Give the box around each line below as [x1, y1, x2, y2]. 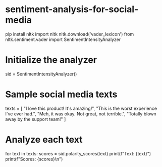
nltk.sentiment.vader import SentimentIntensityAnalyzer [5, 36, 121, 43]
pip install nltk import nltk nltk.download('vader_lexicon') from [5, 31, 134, 37]
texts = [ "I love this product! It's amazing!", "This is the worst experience [5, 105, 157, 111]
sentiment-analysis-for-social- [5, 4, 139, 15]
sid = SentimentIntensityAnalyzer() [5, 71, 77, 77]
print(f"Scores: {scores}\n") [5, 156, 63, 162]
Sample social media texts [5, 89, 118, 100]
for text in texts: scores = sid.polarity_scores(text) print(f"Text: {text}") [5, 150, 151, 156]
